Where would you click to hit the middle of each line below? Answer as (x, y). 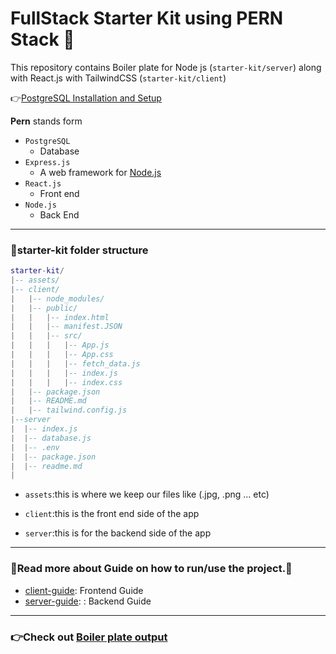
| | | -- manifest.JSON (66, 327)
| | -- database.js (51, 438)
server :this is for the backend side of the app (118, 533)
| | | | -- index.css (66, 382)
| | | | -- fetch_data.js (75, 363)
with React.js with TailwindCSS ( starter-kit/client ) (118, 78)
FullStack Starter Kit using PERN (147, 18)
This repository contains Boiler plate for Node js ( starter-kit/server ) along (166, 67)
